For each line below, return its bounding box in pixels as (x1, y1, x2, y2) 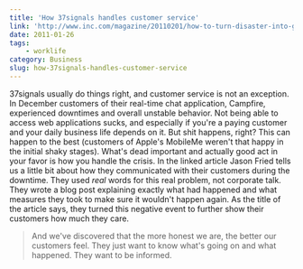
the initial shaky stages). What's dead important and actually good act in (9, 145, 278, 156)
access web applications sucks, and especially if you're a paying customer (9, 116, 288, 127)
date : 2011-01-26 (9, 30, 75, 39)
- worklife (25, 47, 67, 56)
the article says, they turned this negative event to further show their (9, 203, 264, 214)
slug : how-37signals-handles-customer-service (9, 64, 188, 73)
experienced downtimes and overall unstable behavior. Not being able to (9, 107, 280, 118)
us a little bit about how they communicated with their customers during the (9, 164, 290, 176)
